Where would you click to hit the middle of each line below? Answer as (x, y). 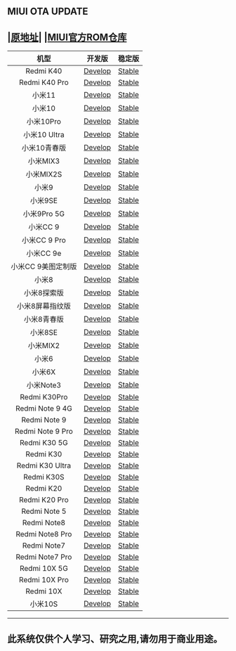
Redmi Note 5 (44, 511)
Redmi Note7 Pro (44, 557)
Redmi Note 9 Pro (44, 432)
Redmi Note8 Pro (44, 534)
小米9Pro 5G (44, 214)
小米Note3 (44, 385)
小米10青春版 (44, 148)
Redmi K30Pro (44, 397)
